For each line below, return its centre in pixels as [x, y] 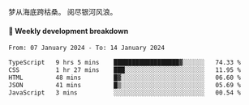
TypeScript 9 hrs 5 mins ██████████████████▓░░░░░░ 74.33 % [125, 63]
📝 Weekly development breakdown [69, 31]
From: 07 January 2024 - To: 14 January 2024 [86, 48]
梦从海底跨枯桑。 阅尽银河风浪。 [63, 12]
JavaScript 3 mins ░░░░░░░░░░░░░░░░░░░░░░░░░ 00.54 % [125, 92]
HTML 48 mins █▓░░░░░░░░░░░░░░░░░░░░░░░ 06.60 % [125, 78]
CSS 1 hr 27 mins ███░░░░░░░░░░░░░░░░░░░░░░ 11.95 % [125, 70]
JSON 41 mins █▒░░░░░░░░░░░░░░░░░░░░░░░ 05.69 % [125, 85]
